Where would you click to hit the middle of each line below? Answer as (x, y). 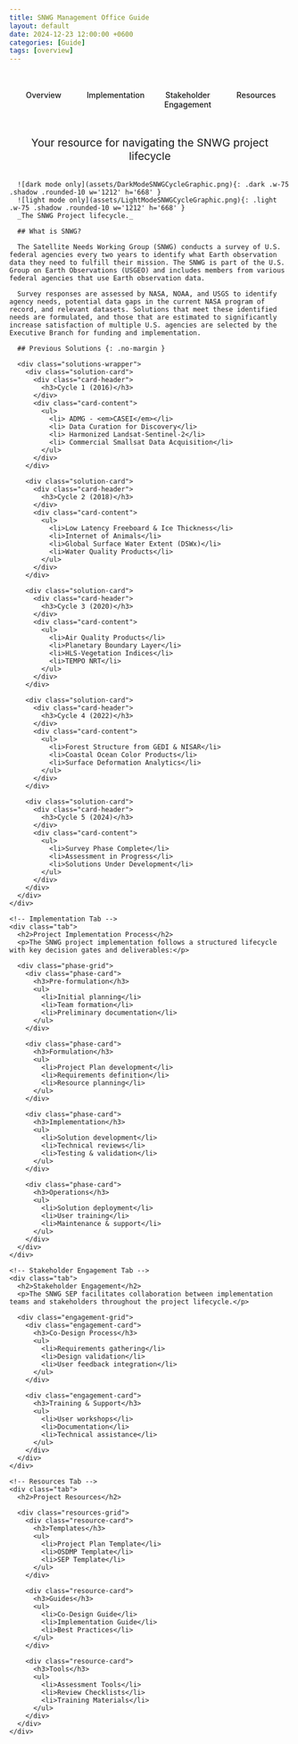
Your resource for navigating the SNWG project (150, 143)
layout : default (39, 26)
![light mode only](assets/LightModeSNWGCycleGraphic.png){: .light (147, 200)
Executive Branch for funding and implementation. (105, 333)
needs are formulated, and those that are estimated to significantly (143, 318)
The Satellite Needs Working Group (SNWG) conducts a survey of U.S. (149, 247)
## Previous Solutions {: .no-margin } (91, 349)
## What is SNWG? (50, 232)
